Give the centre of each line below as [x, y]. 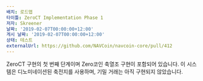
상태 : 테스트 [20, 40]
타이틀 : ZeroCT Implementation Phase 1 [55, 18]
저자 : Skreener [24, 23]
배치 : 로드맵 [20, 12]
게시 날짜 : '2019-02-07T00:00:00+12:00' [56, 35]
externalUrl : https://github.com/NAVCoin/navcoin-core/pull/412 [89, 46]
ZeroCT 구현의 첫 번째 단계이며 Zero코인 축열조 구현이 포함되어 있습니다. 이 [96, 64]
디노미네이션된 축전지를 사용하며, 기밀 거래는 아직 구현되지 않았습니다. [100, 71]
